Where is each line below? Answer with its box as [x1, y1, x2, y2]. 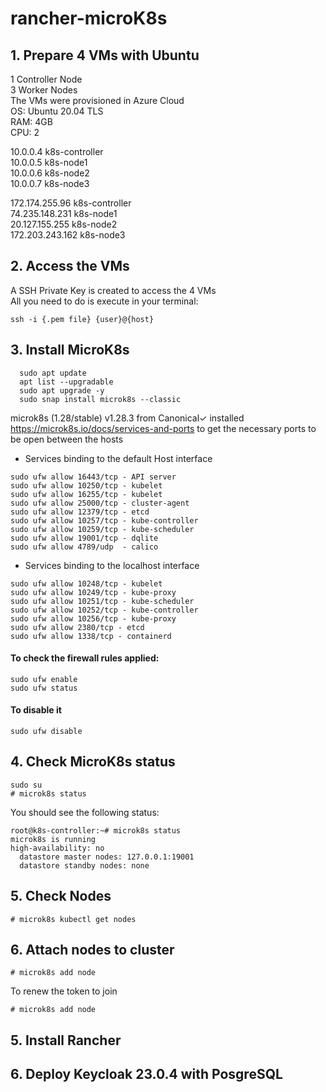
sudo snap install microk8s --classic [19, 394, 182, 404]
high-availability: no [10, 843, 105, 853]
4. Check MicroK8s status [10, 753, 176, 771]
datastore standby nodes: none [19, 860, 150, 871]
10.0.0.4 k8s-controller [10, 146, 104, 157]
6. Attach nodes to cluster [10, 942, 175, 959]
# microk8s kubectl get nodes [10, 914, 137, 924]
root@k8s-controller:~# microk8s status [10, 825, 182, 836]
